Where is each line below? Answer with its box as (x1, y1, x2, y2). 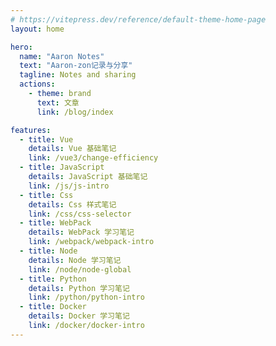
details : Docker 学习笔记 (28, 311, 130, 321)
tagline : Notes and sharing (19, 70, 137, 80)
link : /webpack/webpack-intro (28, 237, 155, 247)
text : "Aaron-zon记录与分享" (19, 61, 133, 71)
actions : (19, 79, 56, 90)
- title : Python (19, 274, 87, 284)
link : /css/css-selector (28, 209, 132, 219)
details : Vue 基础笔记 (28, 144, 117, 154)
